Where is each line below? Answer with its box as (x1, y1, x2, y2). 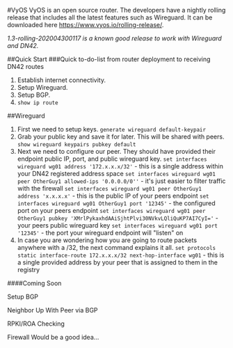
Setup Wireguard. (17, 84, 68, 91)
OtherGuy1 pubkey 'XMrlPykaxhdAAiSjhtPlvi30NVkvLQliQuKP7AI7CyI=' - (17, 214, 219, 222)
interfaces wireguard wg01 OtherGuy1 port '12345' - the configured (17, 199, 216, 207)
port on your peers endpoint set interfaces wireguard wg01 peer (17, 207, 206, 214)
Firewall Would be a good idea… (7, 333, 99, 341)
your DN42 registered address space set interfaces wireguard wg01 (17, 170, 216, 177)
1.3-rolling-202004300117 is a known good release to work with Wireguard (7, 34, 223, 42)
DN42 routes (7, 63, 44, 70)
